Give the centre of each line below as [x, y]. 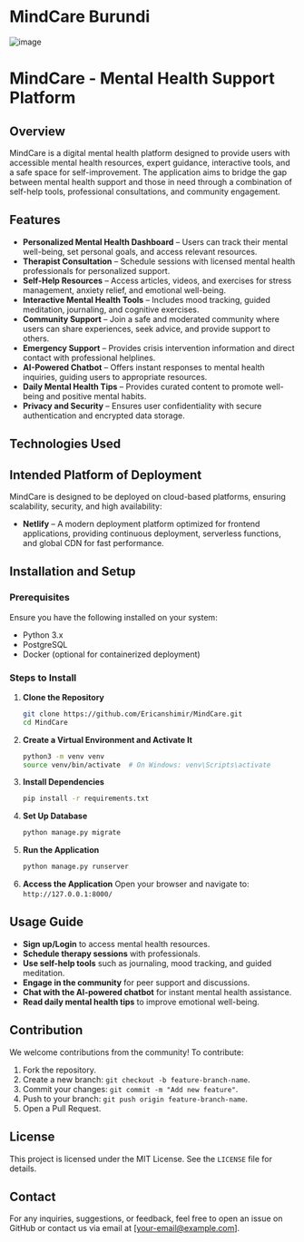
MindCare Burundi [80, 17]
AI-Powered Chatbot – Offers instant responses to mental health [143, 367]
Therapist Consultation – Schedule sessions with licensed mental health [159, 261]
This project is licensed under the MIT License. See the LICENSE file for [141, 1159]
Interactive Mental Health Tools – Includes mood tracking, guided [146, 299]
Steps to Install [43, 678]
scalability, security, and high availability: [86, 506]
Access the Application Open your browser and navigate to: [136, 884]
